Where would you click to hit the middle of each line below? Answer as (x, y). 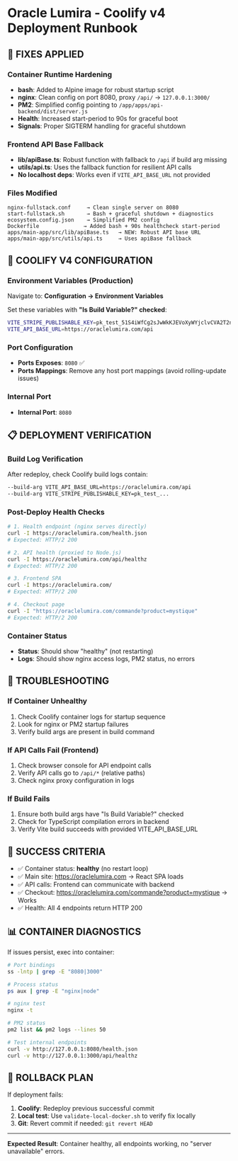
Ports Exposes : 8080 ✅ (51, 363)
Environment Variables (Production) (70, 280)
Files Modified (33, 193)
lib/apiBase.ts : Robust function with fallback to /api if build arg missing (122, 160)
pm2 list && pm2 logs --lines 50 (57, 1030)
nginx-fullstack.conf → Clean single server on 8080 (93, 208)
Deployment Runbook (73, 28)
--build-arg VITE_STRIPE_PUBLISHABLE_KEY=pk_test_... (89, 494)
